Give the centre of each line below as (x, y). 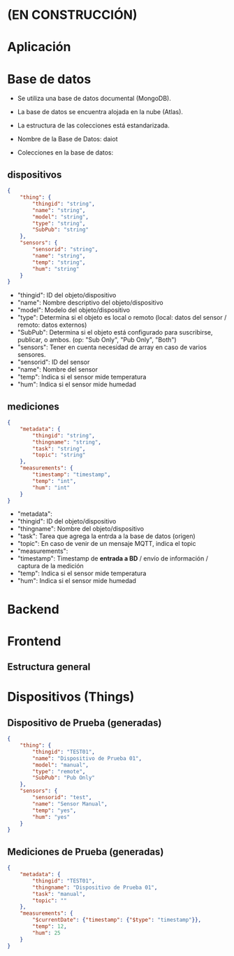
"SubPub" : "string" (61, 230)
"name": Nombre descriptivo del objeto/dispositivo (90, 303)
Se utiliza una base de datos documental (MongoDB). (94, 99)
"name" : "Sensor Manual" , (70, 804)
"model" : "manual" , (61, 765)
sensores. (32, 355)
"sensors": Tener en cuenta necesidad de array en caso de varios (112, 347)
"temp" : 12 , (50, 927)
